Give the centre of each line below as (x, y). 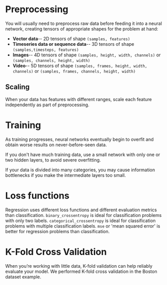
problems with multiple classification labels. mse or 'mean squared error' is (83, 226)
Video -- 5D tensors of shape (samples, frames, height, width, (80, 66)
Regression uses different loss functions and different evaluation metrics (81, 210)
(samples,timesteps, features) (46, 50)
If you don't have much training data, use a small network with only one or (83, 154)
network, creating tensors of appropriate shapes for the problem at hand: (82, 28)
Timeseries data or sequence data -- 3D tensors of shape (73, 44)
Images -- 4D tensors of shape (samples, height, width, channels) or (87, 55)
